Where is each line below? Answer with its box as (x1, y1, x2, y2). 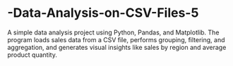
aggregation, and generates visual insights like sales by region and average (7, 43, 227, 51)
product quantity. (7, 51, 58, 59)
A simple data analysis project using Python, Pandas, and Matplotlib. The (7, 28, 220, 37)
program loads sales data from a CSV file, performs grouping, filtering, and (7, 35, 225, 44)
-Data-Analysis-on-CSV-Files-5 (7, 5, 199, 21)
